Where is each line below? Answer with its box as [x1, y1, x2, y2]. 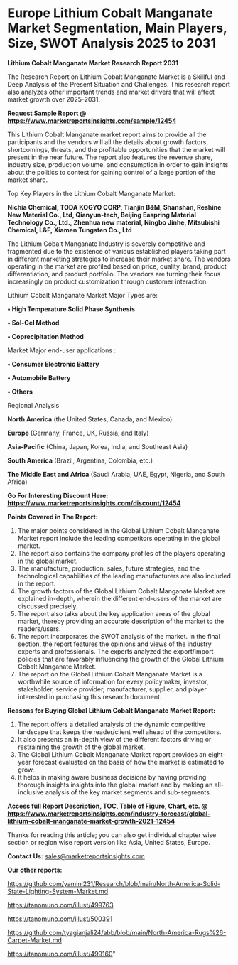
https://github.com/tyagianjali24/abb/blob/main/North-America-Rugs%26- [7, 928, 227, 937]
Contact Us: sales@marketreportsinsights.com [7, 851, 146, 861]
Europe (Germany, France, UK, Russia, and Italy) [7, 428, 149, 437]
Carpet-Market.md [7, 936, 63, 944]
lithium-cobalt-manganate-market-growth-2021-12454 [7, 816, 175, 825]
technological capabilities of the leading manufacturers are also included [17, 571, 231, 580]
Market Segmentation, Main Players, [7, 20, 227, 36]
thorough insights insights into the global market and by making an [17, 780, 213, 789]
